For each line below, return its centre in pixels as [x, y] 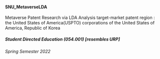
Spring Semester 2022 [28, 52]
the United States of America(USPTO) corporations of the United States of [80, 23]
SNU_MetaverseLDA [26, 7]
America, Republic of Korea [33, 28]
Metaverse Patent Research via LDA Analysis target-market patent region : [80, 18]
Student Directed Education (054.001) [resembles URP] [63, 39]
